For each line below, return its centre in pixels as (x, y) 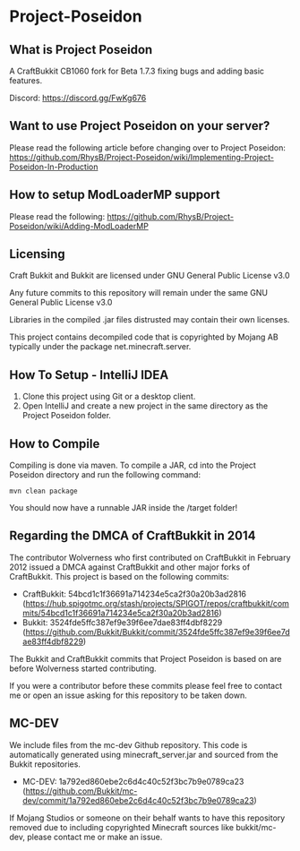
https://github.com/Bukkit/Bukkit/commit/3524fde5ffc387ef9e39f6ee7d (158, 632)
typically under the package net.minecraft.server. (100, 347)
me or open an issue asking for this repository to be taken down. (129, 695)
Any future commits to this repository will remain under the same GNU (139, 293)
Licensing (37, 254)
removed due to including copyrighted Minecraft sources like (122, 827)
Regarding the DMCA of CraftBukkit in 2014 (133, 536)
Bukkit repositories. (45, 764)
